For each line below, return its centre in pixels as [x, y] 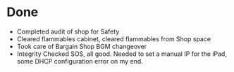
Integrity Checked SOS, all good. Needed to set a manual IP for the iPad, [122, 54]
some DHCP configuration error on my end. [80, 61]
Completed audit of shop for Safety [68, 31]
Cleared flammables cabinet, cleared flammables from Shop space [114, 38]
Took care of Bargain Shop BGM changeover [82, 46]
